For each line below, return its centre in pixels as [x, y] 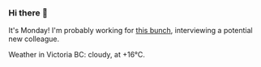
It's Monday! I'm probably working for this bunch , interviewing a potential [130, 31]
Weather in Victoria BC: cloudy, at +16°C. [77, 55]
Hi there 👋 [28, 13]
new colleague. [34, 39]
